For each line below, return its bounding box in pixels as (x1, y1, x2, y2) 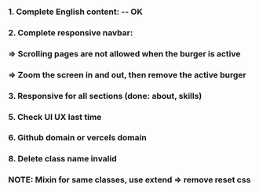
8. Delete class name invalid (8, 154, 117, 165)
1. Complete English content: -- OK (8, 6, 143, 17)
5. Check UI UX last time (8, 111, 102, 122)
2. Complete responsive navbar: (8, 27, 133, 38)
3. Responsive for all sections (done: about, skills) (8, 90, 202, 101)
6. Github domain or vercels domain (8, 132, 147, 143)
